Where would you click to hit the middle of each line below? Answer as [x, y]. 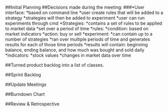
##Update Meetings [26, 84]
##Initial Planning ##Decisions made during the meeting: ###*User [75, 7]
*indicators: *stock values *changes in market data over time [68, 55]
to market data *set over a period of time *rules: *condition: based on [77, 29]
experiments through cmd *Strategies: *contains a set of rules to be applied [84, 23]
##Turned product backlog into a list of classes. [55, 65]
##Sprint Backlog [23, 75]
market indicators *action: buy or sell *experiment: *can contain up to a [79, 34]
